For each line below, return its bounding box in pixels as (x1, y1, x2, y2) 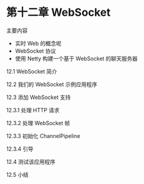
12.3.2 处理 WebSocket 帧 (6, 119, 70, 126)
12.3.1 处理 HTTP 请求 (6, 106, 59, 114)
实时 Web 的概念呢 (15, 39, 62, 47)
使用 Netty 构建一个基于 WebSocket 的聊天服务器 (15, 55, 138, 62)
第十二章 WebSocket (6, 5, 111, 19)
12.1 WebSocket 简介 (6, 67, 57, 75)
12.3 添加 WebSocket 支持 (6, 94, 71, 101)
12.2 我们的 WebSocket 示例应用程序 (6, 80, 97, 88)
